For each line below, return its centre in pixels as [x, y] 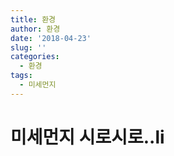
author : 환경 [35, 29]
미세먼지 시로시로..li [87, 137]
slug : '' [28, 47]
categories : [35, 57]
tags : [21, 76]
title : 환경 [33, 19]
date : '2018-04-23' [51, 38]
